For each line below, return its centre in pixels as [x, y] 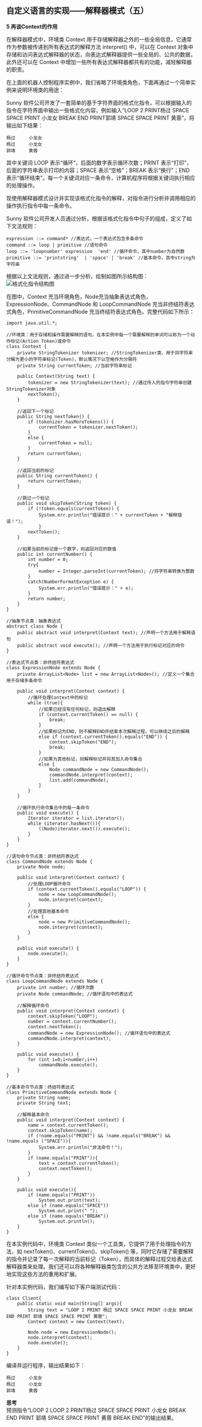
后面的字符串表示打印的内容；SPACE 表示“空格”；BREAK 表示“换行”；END [98, 170]
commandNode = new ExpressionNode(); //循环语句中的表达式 [99, 1033]
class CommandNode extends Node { [50, 862]
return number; [47, 599]
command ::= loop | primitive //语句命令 [57, 245]
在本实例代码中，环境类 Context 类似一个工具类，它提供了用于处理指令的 [96, 1244]
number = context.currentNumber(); [72, 1022]
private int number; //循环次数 [56, 987]
